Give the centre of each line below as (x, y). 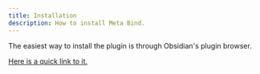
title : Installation (43, 16)
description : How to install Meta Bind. (77, 23)
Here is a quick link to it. (48, 61)
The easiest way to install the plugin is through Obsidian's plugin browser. (130, 45)
